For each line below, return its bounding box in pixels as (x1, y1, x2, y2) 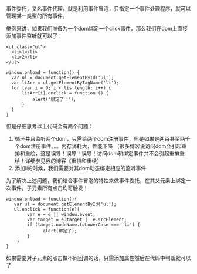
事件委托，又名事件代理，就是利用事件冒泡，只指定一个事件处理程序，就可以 (6, 5, 191, 12)
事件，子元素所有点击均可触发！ (11, 184, 89, 191)
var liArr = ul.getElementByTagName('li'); (11, 80, 119, 86)
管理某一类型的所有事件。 (6, 12, 68, 19)
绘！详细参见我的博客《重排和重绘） (14, 157, 103, 164)
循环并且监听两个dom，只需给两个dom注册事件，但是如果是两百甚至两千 (14, 136, 191, 142)
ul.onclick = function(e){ (13, 207, 80, 212)
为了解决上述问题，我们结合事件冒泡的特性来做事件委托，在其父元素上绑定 (6, 177, 186, 184)
